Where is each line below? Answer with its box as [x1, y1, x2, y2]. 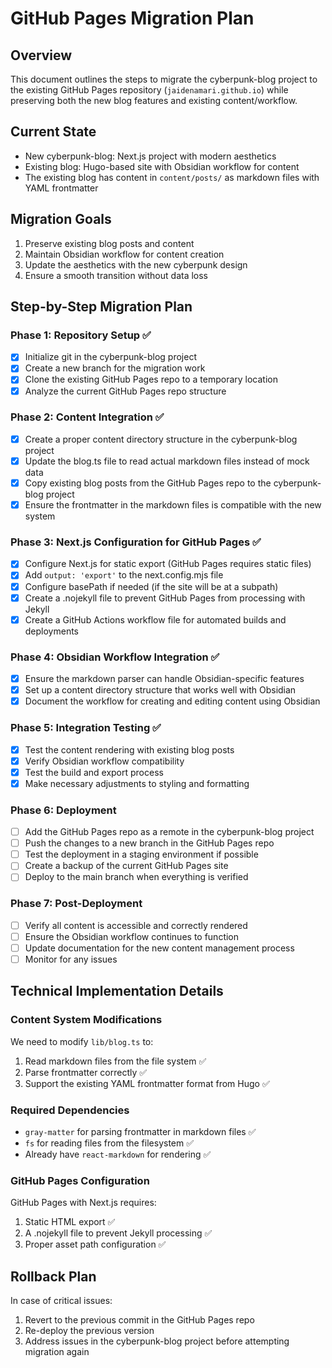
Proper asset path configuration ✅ [24, 1238, 167, 1251]
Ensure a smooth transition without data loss [24, 269, 209, 281]
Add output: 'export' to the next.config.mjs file [24, 569, 224, 581]
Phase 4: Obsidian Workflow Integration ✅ [10, 650, 220, 664]
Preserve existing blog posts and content [24, 237, 195, 249]
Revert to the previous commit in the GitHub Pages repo [24, 1314, 255, 1326]
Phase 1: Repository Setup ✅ [10, 328, 152, 342]
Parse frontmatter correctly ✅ [24, 1066, 148, 1078]
